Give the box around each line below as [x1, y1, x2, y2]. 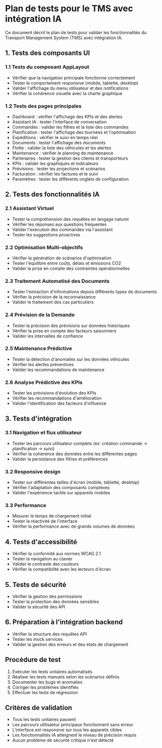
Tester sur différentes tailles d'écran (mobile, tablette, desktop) [12, 479, 139, 485]
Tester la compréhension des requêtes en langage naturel [12, 216, 129, 222]
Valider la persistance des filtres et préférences [12, 456, 108, 462]
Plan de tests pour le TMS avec [5, 3, 133, 14]
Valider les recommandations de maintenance [12, 367, 105, 373]
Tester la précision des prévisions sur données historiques [12, 323, 130, 328]
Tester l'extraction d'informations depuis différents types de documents [12, 289, 158, 295]
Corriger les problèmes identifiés [12, 684, 79, 690]
